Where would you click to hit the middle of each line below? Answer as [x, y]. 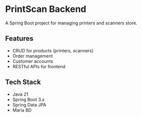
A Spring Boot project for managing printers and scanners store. [71, 23]
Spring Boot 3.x [28, 99]
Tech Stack [23, 82]
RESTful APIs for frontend [39, 66]
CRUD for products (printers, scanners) [53, 50]
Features [19, 39]
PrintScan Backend [46, 9]
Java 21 [20, 94]
